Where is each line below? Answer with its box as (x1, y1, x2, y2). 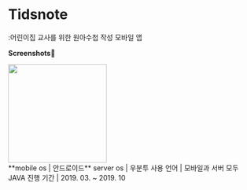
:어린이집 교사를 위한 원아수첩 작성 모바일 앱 (8, 32, 143, 42)
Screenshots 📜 (8, 48, 56, 58)
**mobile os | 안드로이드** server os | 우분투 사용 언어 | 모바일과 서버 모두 (8, 163, 239, 173)
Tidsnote (8, 6, 68, 24)
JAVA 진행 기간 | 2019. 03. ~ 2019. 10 (8, 173, 126, 182)
